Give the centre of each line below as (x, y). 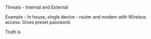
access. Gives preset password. (38, 22)
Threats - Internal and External (37, 7)
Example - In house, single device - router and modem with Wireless (76, 17)
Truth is (13, 32)
